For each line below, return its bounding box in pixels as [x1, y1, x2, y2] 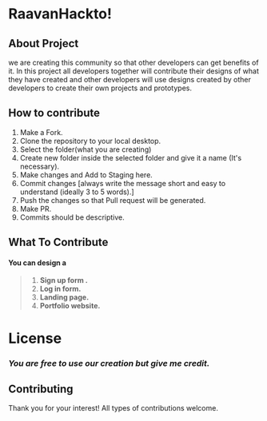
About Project [8, 37, 79, 50]
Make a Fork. [19, 127, 63, 137]
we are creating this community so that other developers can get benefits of [8, 58, 259, 67]
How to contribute [8, 106, 101, 120]
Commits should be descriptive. [19, 212, 126, 222]
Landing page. [39, 292, 90, 302]
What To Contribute [8, 236, 109, 249]
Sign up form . [39, 276, 88, 285]
